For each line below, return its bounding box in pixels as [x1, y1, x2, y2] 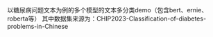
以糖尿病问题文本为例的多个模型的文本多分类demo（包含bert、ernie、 [7, 6, 208, 14]
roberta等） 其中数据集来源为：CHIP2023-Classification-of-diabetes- [7, 14, 207, 23]
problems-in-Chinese [7, 23, 69, 30]
